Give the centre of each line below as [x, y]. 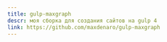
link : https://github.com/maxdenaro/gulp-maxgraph [84, 27]
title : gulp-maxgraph [39, 14]
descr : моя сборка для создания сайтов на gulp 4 [82, 21]
